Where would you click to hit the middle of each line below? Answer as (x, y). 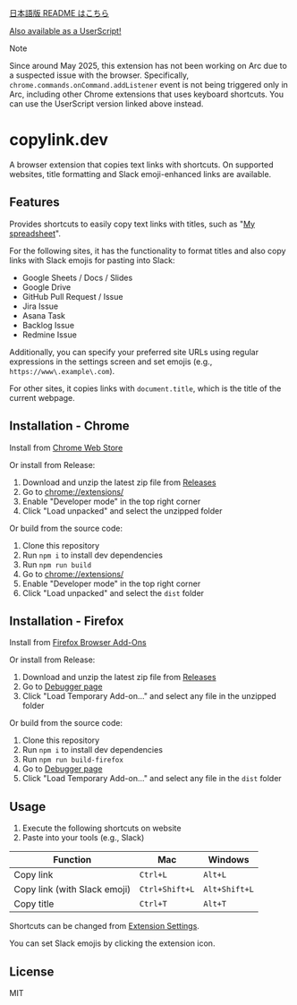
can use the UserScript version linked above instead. (106, 104)
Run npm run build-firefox (72, 760)
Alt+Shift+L (229, 890)
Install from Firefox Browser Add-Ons (78, 643)
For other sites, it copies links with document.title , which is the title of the (145, 388)
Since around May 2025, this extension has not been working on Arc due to (148, 66)
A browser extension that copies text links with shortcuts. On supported (141, 165)
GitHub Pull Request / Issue (72, 296)
